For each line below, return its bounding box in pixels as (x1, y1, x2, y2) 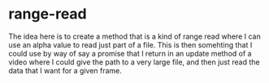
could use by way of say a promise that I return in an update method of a (8, 48, 252, 58)
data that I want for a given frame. (8, 65, 122, 75)
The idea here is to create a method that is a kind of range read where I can (8, 31, 262, 41)
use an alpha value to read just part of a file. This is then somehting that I (8, 39, 253, 49)
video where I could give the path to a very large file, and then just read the (8, 57, 260, 67)
